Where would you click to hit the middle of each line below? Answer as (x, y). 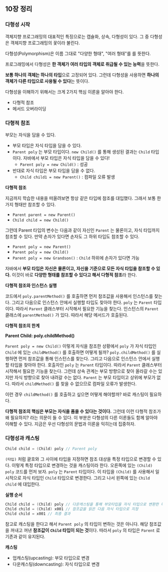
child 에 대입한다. (23, 484)
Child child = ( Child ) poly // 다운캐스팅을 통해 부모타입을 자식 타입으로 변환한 (82, 504)
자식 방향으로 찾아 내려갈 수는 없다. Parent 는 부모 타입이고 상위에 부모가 (85, 377)
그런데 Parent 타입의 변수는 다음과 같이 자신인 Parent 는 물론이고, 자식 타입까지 (82, 230)
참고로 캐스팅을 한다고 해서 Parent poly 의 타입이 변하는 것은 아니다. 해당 (77, 524)
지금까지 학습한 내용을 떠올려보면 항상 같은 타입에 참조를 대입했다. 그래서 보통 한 (83, 198)
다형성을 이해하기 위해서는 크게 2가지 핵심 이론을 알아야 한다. (64, 91)
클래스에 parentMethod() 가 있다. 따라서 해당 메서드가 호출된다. (67, 315)
